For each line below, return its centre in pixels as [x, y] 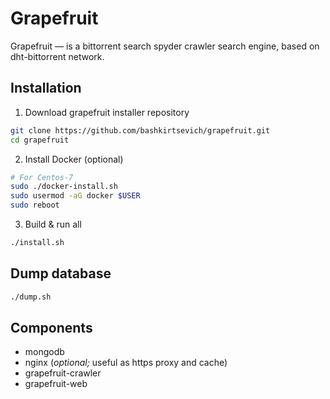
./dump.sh [31, 297]
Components [51, 327]
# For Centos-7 [42, 177]
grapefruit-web [56, 384]
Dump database [61, 273]
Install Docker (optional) [74, 159]
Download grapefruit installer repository [107, 112]
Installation [46, 88]
